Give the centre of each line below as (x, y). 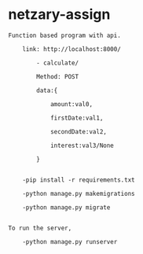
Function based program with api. (65, 35)
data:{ (47, 90)
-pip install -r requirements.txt (79, 180)
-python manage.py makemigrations (79, 193)
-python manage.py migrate (66, 207)
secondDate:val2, (79, 131)
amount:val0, (71, 104)
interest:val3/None (82, 145)
